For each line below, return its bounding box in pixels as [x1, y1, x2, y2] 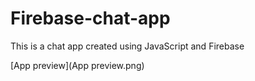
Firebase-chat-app [10, 7, 171, 30]
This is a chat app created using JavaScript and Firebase [10, 40, 245, 52]
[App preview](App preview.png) [10, 59, 145, 71]
